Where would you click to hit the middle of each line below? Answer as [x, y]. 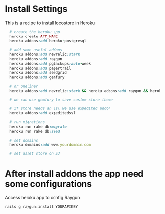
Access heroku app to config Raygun [42, 198]
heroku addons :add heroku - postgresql [48, 41]
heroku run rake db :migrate [38, 127]
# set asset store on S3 [35, 154]
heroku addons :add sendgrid [38, 72]
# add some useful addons [36, 50]
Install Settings [36, 9]
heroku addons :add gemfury [37, 77]
